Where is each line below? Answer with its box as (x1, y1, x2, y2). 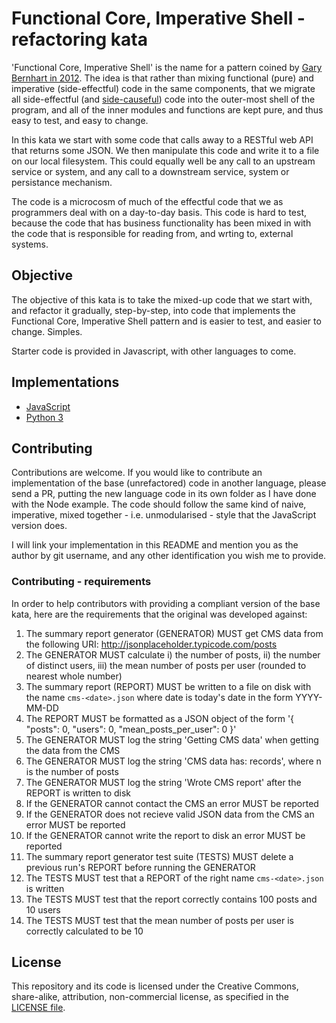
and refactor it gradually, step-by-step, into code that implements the (11, 304, 296, 316)
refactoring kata (11, 28, 148, 51)
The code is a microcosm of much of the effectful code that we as (11, 195, 284, 207)
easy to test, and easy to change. (11, 114, 149, 126)
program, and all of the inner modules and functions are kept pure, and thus (11, 103, 324, 116)
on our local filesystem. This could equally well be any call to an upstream (11, 155, 316, 167)
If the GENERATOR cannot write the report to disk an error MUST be (25, 829, 306, 841)
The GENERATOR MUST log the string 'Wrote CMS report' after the (25, 776, 302, 788)
